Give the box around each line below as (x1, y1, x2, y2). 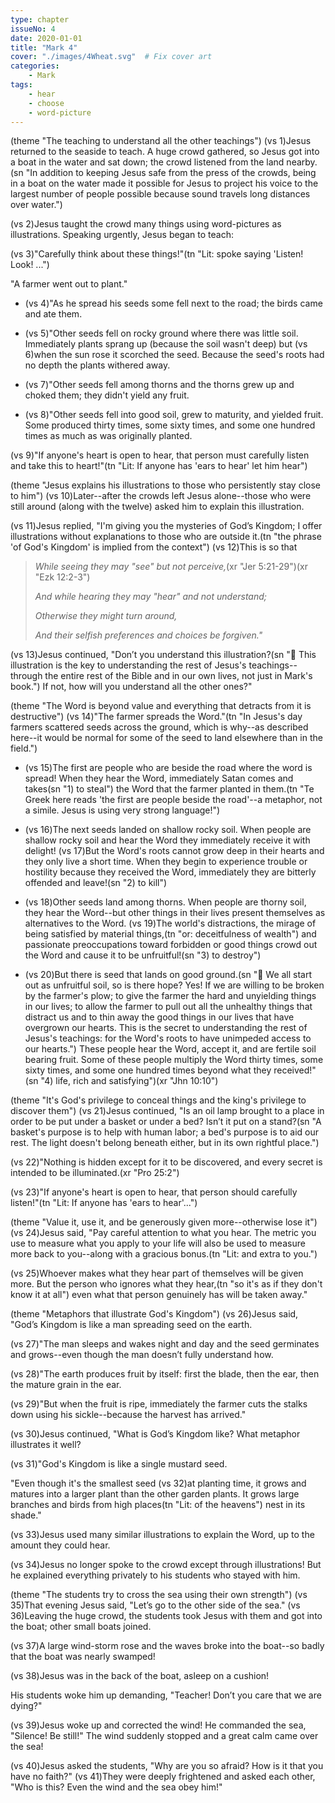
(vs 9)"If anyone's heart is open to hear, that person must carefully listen (10, 449, 310, 461)
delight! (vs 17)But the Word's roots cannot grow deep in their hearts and (24, 845, 325, 857)
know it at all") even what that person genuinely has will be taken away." (10, 1289, 308, 1301)
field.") (10, 742, 38, 755)
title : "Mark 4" (10, 42, 78, 53)
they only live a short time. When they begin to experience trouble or (24, 856, 308, 868)
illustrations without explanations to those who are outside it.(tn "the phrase (10, 531, 322, 543)
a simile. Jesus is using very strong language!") (24, 804, 221, 816)
